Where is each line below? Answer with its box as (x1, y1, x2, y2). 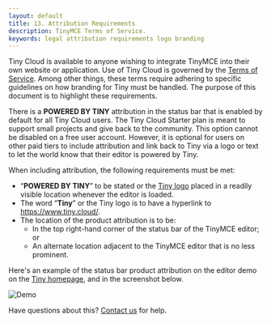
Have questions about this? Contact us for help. (8, 305, 167, 316)
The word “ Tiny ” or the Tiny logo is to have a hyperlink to (19, 198, 212, 208)
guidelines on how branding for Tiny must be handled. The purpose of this (8, 83, 256, 92)
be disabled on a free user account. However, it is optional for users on (8, 133, 245, 142)
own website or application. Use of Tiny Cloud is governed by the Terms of (8, 66, 259, 75)
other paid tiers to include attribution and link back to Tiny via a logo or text (8, 141, 259, 151)
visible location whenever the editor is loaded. (19, 189, 174, 199)
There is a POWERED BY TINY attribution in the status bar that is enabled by (8, 107, 263, 117)
